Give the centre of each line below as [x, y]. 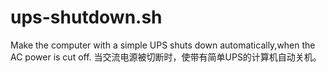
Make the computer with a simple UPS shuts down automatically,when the [163, 45]
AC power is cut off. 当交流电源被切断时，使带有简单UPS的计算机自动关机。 [166, 57]
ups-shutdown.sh [86, 17]
